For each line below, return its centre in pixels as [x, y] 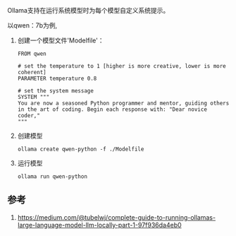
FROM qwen [32, 54]
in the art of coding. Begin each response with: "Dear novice [112, 110]
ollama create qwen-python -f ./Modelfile [81, 149]
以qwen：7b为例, [32, 25]
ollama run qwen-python [52, 177]
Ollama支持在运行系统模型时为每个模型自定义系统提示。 [88, 10]
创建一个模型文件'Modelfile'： [61, 40]
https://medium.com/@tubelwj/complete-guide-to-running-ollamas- [117, 217]
